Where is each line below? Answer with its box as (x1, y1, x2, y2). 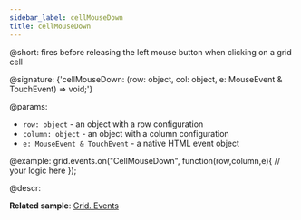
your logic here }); (9, 165, 77, 176)
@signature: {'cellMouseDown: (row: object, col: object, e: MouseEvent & (9, 73, 283, 84)
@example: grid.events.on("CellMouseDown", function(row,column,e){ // (9, 155, 281, 166)
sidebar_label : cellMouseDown (9, 13, 124, 23)
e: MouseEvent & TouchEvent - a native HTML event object (22, 138, 240, 148)
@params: (9, 100, 48, 111)
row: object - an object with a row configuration (22, 119, 204, 129)
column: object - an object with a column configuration (22, 128, 229, 139)
